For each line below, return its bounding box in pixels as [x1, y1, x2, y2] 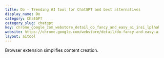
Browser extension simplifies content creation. [5, 47, 99, 53]
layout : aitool [5, 34, 36, 39]
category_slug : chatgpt [5, 20, 54, 26]
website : [5, 29, 23, 34]
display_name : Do [5, 12, 41, 16]
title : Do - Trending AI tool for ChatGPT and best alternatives [5, 7, 141, 12]
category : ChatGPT [5, 16, 42, 21]
